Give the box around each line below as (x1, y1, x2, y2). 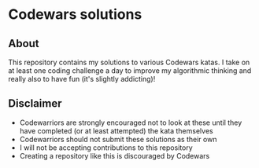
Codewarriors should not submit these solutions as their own (19, 134, 217, 144)
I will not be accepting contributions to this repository (19, 143, 193, 152)
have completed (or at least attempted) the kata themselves (19, 126, 214, 135)
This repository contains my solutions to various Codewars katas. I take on (8, 57, 250, 67)
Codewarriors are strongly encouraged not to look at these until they (19, 118, 242, 127)
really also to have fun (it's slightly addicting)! (8, 75, 156, 83)
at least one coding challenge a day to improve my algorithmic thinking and (8, 66, 252, 75)
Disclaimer (8, 97, 62, 111)
